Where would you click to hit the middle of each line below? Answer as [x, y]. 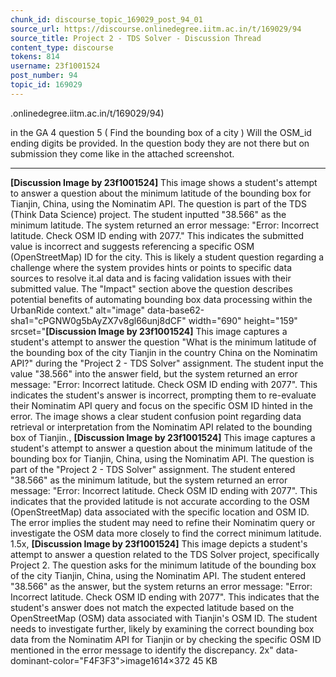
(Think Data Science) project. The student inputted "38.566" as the [148, 214]
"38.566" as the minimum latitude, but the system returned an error [149, 480]
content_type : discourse [62, 47]
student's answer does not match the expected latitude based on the [152, 607]
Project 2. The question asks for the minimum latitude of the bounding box [163, 565]
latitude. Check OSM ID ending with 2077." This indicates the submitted [157, 235]
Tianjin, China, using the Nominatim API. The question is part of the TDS [158, 203]
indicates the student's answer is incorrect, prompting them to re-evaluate [163, 395]
